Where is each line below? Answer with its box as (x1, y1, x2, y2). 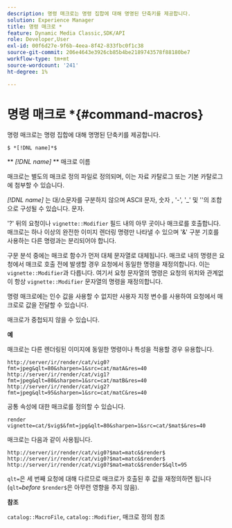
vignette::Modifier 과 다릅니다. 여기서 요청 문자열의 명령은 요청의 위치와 (7, 269, 206, 277)
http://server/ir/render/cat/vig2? (7, 383, 110, 390)
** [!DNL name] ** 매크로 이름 (7, 158, 91, 166)
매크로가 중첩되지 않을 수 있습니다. (7, 315, 100, 324)
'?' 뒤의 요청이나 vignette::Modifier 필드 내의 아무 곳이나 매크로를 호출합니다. (7, 220, 222, 228)
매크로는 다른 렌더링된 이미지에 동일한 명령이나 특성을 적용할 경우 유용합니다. (7, 345, 215, 354)
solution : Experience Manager (7, 17, 95, 24)
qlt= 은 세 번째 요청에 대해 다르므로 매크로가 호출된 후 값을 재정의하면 (7, 475, 193, 483)
